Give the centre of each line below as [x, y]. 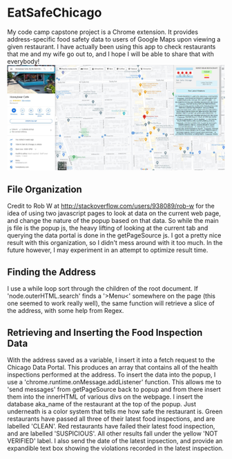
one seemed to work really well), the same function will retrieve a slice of [111, 303]
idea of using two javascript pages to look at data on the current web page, [114, 213]
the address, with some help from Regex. [66, 311]
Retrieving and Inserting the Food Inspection [105, 333]
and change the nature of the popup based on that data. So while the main [113, 221]
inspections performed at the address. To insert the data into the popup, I [112, 375]
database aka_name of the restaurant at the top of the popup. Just [102, 404]
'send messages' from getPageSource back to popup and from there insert [114, 390]
